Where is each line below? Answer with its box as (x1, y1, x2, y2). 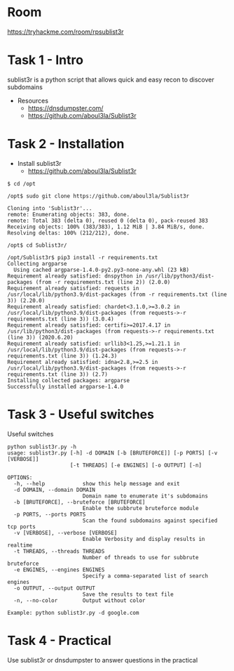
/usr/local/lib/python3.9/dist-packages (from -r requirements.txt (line (7, 291, 228, 298)
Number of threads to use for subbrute (82, 554, 199, 561)
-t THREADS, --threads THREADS (13, 547, 105, 555)
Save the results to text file (82, 591, 174, 598)
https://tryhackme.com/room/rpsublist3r (7, 27, 124, 36)
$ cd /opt (7, 180, 36, 187)
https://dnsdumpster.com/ (27, 103, 104, 112)
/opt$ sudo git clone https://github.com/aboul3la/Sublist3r (7, 193, 190, 200)
